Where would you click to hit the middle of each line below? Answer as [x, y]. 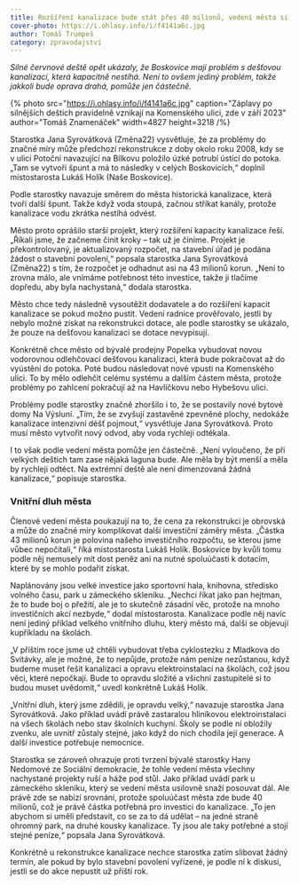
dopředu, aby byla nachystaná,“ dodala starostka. [101, 287]
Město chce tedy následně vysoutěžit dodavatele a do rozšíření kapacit [140, 304]
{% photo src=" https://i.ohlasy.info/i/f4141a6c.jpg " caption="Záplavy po [142, 104]
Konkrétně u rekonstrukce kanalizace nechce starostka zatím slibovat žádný [149, 852]
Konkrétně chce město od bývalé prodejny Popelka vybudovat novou [136, 350]
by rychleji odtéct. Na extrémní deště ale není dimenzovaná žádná [131, 469]
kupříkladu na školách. [51, 632]
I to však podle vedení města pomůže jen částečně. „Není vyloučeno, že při [148, 450]
